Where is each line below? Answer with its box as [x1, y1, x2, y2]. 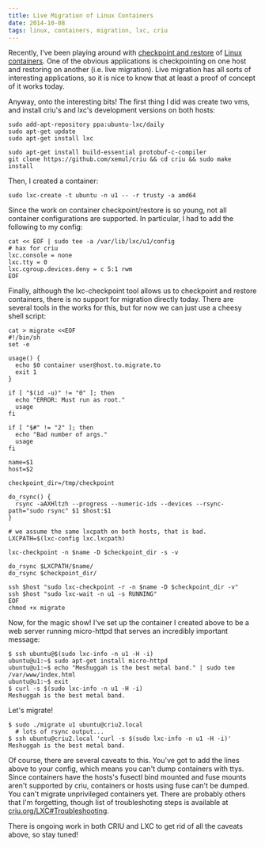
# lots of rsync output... [15, 728, 104, 736]
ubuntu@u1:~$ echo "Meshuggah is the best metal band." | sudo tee [8, 664, 236, 672]
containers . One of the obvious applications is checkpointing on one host [8, 56, 247, 66]
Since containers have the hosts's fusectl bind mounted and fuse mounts [8, 773, 247, 782]
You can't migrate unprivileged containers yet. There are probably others [8, 789, 246, 799]
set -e [8, 341, 30, 349]
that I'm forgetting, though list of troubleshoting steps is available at [8, 798, 229, 807]
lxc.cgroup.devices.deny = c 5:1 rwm [8, 265, 133, 273]
